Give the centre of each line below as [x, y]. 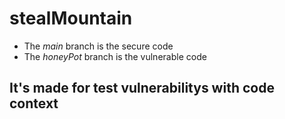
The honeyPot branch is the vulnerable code [115, 56]
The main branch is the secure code [98, 46]
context [34, 103]
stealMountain [71, 18]
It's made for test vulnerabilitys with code [142, 88]
